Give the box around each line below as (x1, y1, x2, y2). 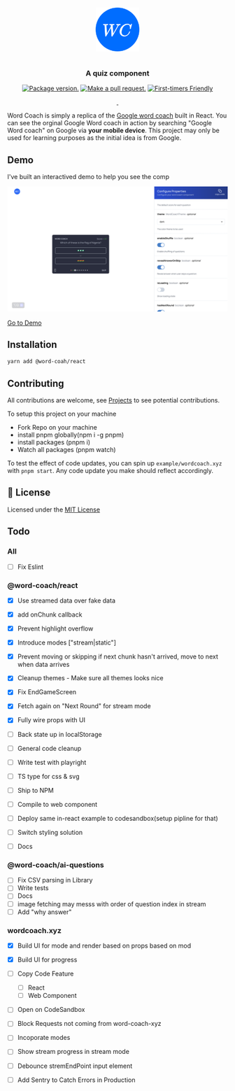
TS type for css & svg (17, 772, 80, 780)
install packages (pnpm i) (17, 438, 91, 446)
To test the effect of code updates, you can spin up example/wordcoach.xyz (7, 459, 222, 467)
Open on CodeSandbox (17, 1006, 85, 1014)
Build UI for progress (17, 955, 78, 964)
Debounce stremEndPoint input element (17, 1062, 133, 1070)
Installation (7, 339, 57, 351)
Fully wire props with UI (17, 716, 86, 724)
